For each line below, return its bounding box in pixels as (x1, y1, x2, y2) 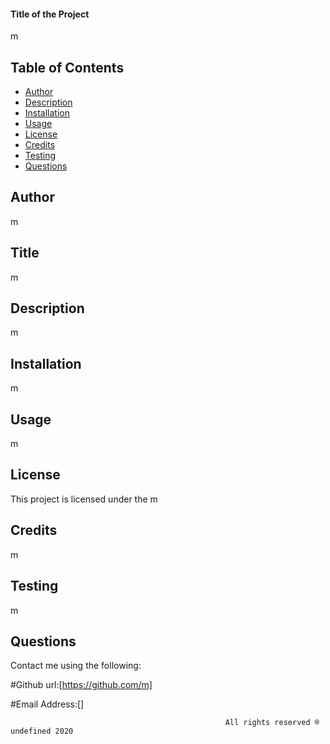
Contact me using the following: (10, 660, 142, 672)
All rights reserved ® (224, 718, 320, 728)
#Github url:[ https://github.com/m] (10, 679, 153, 691)
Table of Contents (10, 59, 125, 76)
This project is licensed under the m (10, 493, 158, 505)
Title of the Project (10, 8, 90, 20)
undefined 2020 (10, 726, 74, 737)
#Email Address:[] (10, 698, 85, 710)
